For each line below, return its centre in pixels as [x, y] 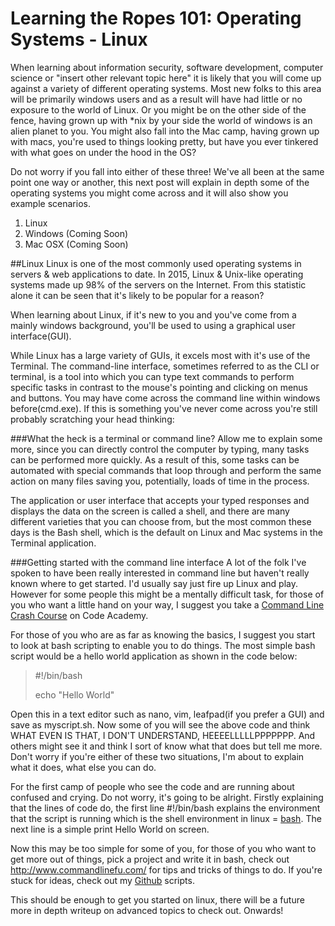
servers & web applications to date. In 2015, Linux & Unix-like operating [157, 274]
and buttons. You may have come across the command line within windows [165, 398]
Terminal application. [53, 543]
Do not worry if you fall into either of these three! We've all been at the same [167, 171]
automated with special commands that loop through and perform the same [166, 470]
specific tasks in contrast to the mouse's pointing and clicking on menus [159, 387]
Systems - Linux [79, 39]
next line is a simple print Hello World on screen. [110, 829]
